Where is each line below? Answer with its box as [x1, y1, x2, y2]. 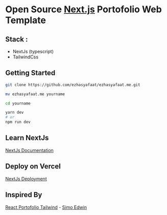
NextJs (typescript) [12, 49, 54, 54]
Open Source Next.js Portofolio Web [5, 4, 162, 15]
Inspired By [5, 190, 42, 199]
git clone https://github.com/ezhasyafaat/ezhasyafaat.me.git [5, 82, 140, 88]
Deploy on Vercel [5, 162, 61, 171]
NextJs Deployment [5, 176, 47, 182]
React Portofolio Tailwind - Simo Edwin [5, 204, 87, 210]
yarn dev [5, 110, 24, 115]
